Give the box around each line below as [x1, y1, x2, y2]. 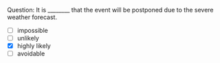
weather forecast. [7, 13, 57, 21]
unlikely [16, 34, 39, 42]
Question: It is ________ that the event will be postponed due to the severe [7, 6, 214, 14]
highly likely [16, 42, 52, 50]
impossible [16, 27, 48, 34]
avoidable [16, 49, 45, 58]
